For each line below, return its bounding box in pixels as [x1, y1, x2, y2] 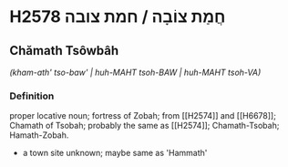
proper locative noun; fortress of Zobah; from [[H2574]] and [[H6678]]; [9, 110, 276, 121]
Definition [9, 89, 55, 102]
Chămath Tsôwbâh [9, 43, 119, 58]
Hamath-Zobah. [9, 130, 69, 141]
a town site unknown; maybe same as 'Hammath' [22, 148, 208, 159]
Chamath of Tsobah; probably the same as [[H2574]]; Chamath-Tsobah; [9, 120, 280, 131]
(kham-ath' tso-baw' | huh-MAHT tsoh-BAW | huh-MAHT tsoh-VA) [9, 67, 262, 78]
